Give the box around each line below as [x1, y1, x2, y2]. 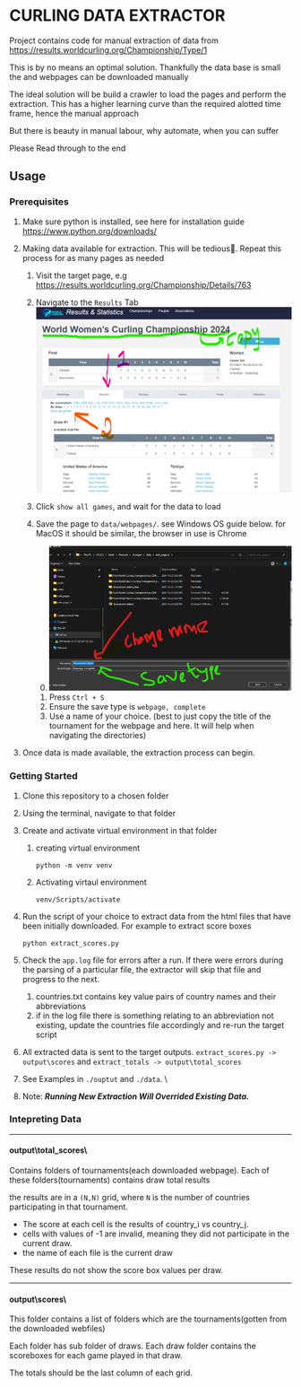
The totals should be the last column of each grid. [9, 1367, 193, 1378]
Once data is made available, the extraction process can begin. [21, 747, 255, 758]
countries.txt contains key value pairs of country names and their [35, 990, 277, 1001]
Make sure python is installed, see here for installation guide [21, 216, 245, 227]
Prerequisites [9, 196, 69, 208]
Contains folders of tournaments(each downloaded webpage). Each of [9, 1165, 271, 1176]
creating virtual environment [35, 842, 141, 853]
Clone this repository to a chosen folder [21, 790, 169, 801]
